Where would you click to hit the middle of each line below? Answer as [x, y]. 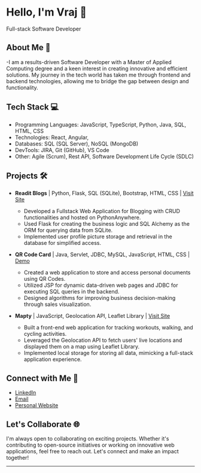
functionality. [22, 87]
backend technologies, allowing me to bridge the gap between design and [98, 81]
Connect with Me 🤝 [42, 378]
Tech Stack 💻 [33, 107]
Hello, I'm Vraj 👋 [47, 12]
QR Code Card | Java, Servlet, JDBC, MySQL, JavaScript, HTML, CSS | [102, 254]
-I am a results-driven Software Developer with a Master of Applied [89, 62]
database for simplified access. [63, 243]
